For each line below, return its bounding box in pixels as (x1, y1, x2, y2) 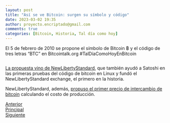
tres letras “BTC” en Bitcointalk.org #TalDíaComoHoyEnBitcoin (5, 51, 137, 57)
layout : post (5, 7, 33, 13)
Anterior (5, 101, 23, 107)
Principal (5, 107, 24, 112)
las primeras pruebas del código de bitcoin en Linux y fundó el (5, 70, 137, 77)
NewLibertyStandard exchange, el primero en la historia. (5, 76, 124, 82)
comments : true (5, 27, 38, 32)
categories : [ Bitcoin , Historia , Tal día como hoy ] (5, 31, 118, 36)
